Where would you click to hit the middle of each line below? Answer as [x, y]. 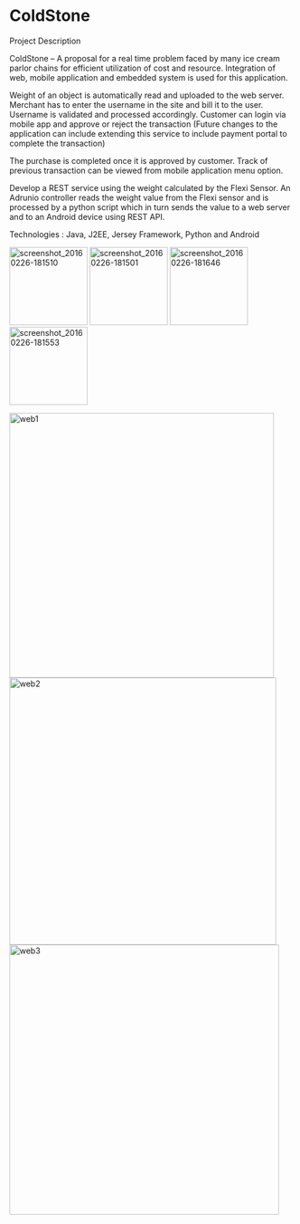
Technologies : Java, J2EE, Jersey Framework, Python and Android [135, 234]
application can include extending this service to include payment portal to [148, 133]
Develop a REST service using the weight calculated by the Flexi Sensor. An [150, 187]
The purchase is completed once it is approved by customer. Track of [139, 160]
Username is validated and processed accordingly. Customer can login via [148, 114]
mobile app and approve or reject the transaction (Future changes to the [144, 124]
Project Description [45, 41]
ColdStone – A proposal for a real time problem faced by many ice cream [145, 58]
